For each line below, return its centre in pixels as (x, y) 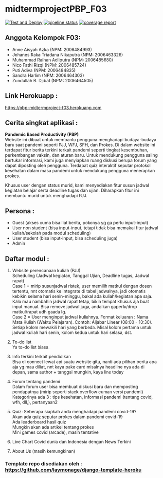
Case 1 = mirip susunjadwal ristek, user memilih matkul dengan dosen (82, 286)
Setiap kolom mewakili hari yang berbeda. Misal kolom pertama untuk (82, 327)
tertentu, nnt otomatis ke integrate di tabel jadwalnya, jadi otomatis (79, 291)
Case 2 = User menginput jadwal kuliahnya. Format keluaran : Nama (80, 317)
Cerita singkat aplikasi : (41, 123)
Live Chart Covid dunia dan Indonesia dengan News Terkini (72, 442)
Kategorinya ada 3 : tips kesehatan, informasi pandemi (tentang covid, (82, 397)
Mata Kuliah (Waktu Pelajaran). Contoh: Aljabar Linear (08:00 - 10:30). (82, 322)
